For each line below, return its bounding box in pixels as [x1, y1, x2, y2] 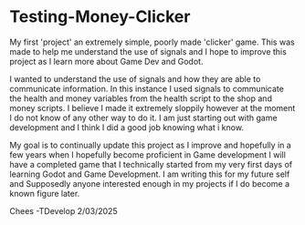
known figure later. [9, 188, 80, 199]
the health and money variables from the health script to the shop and [9, 93, 272, 104]
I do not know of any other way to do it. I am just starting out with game [9, 112, 278, 123]
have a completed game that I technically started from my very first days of [9, 159, 293, 169]
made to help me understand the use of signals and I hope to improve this [9, 46, 288, 56]
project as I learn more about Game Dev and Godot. [9, 56, 204, 66]
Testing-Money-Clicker [9, 6, 191, 27]
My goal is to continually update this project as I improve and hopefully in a [9, 139, 292, 150]
